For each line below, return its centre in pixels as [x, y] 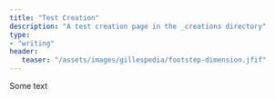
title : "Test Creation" [55, 18]
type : [20, 35]
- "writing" [32, 43]
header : [24, 52]
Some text [29, 86]
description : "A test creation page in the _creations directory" [138, 26]
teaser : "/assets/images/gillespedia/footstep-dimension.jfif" [144, 60]
